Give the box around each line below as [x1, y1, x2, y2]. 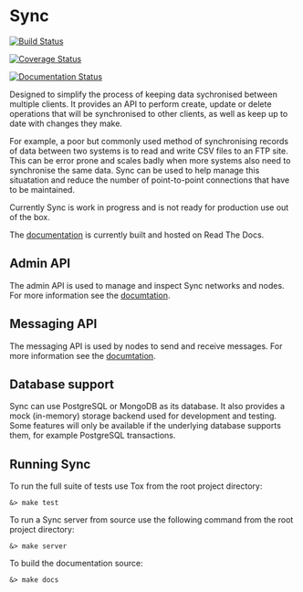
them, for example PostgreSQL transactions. [9, 430, 176, 441]
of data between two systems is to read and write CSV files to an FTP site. [9, 145, 289, 156]
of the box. [9, 211, 50, 222]
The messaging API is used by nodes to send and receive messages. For [9, 340, 283, 352]
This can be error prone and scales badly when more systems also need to [9, 154, 291, 165]
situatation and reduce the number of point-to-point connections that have [9, 174, 290, 185]
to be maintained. [9, 184, 76, 195]
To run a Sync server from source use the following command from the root [9, 514, 294, 525]
